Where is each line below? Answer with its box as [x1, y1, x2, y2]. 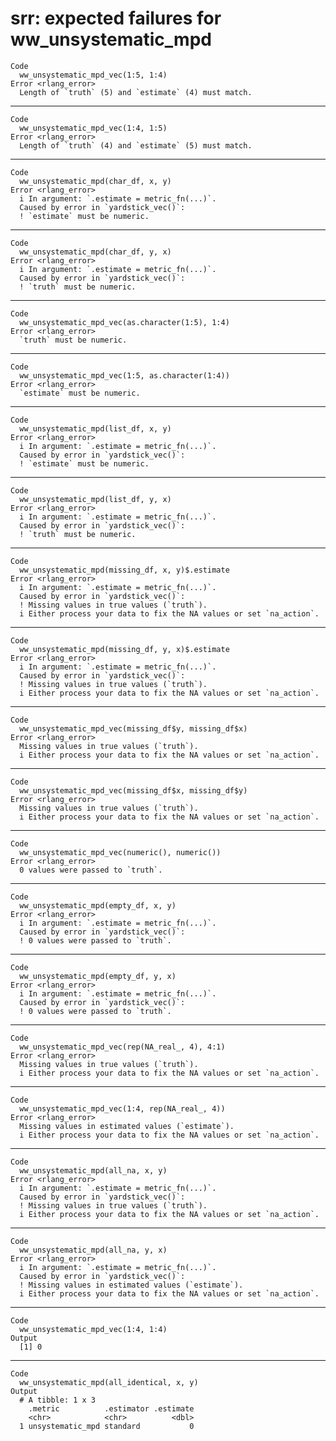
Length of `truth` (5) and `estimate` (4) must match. [19, 87, 253, 97]
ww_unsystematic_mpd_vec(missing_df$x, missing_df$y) [19, 785, 248, 796]
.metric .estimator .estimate [28, 1403, 195, 1414]
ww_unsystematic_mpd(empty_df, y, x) [19, 971, 177, 981]
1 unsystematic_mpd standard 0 [19, 1421, 195, 1431]
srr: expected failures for [10, 7, 222, 30]
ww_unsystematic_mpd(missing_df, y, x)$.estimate [19, 644, 230, 654]
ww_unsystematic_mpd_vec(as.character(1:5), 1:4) [19, 317, 230, 327]
